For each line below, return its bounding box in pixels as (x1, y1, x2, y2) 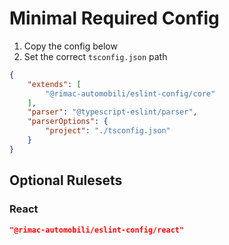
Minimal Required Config (9, 7, 220, 30)
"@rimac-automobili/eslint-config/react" (9, 225, 185, 235)
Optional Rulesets (9, 172, 123, 189)
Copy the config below (23, 40, 118, 52)
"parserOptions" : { (27, 117, 109, 127)
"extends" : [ (27, 79, 82, 89)
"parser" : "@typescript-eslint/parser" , (27, 107, 198, 117)
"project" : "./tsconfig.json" (45, 126, 171, 136)
